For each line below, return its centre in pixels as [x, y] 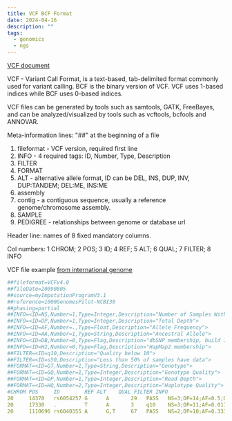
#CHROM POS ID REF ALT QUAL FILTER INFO [88, 392]
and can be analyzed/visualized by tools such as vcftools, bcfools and [107, 114]
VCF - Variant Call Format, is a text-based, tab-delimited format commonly [113, 79]
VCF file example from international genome [70, 270]
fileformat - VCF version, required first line [77, 149]
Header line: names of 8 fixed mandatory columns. [79, 235]
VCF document [29, 65]
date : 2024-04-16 [32, 20]
